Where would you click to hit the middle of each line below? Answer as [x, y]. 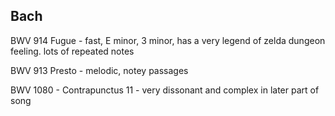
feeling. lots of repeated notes [72, 51]
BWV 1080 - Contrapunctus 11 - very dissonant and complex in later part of [165, 90]
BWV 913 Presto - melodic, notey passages [99, 70]
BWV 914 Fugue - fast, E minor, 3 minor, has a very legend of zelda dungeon [168, 40]
